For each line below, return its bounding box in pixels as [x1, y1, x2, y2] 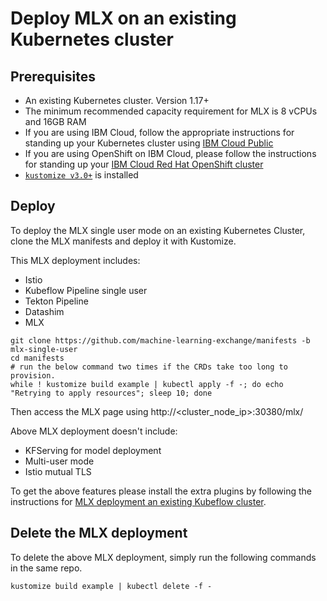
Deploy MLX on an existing [10, 7, 237, 30]
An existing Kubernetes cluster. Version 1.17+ [24, 95, 210, 106]
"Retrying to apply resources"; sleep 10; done [10, 388, 213, 398]
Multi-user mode [24, 455, 95, 467]
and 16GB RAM [24, 116, 87, 127]
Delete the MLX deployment [10, 525, 188, 542]
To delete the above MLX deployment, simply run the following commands [10, 551, 317, 563]
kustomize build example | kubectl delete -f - [10, 581, 213, 591]
